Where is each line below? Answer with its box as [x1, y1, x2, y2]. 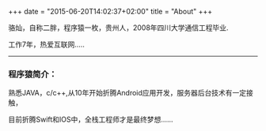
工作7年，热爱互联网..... [8, 39, 85, 49]
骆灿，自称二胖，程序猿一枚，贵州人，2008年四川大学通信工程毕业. [8, 23, 229, 32]
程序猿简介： [8, 69, 58, 80]
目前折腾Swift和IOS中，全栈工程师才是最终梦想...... [8, 114, 173, 125]
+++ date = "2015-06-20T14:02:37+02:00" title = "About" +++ [8, 7, 213, 16]
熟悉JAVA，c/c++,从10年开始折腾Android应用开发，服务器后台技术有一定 [8, 88, 247, 98]
